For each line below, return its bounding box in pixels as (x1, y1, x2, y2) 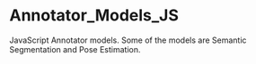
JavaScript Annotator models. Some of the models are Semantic (9, 35, 247, 45)
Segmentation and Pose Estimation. (9, 44, 141, 54)
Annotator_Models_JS (9, 5, 180, 26)
